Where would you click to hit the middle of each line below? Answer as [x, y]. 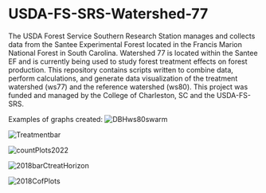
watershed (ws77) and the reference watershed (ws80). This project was [128, 87]
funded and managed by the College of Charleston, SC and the [111, 95]
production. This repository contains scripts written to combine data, [121, 69]
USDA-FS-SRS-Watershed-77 [108, 14]
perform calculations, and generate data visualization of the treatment [123, 78]
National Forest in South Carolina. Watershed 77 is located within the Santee [133, 53]
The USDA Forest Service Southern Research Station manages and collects [132, 36]
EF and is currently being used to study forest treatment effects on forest [128, 61]
